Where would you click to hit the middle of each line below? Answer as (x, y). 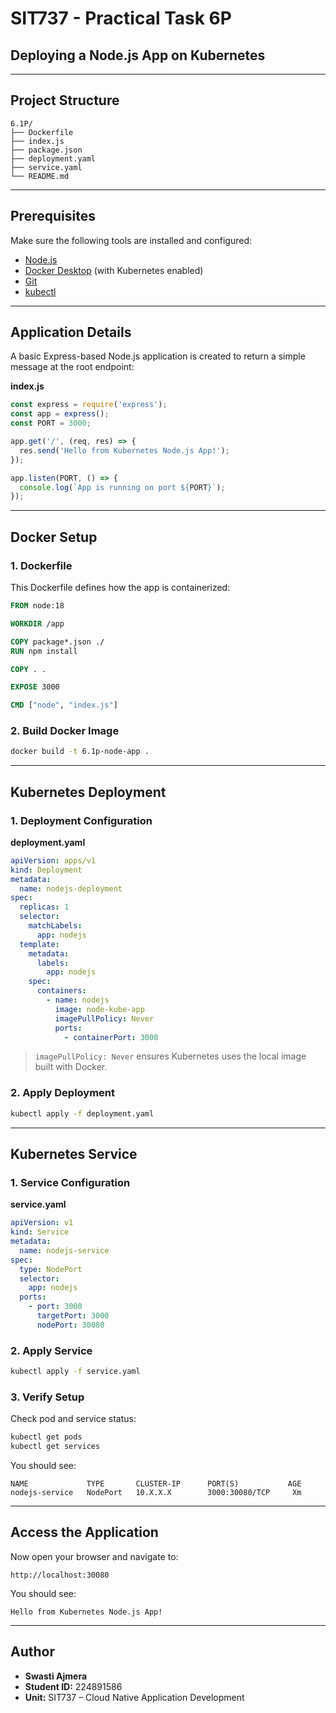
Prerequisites (53, 216)
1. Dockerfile (41, 565)
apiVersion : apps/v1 (53, 860)
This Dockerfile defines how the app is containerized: (120, 587)
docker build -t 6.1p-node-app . (80, 752)
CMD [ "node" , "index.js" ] (64, 705)
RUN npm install (44, 651)
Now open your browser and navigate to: (94, 1556)
